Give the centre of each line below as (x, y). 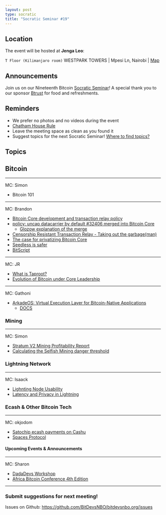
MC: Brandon (19, 209)
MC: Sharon (17, 464)
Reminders (22, 108)
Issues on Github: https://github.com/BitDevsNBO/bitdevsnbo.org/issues (79, 507)
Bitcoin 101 (23, 195)
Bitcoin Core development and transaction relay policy (67, 218)
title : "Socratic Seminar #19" (37, 19)
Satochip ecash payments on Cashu (49, 432)
